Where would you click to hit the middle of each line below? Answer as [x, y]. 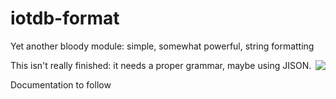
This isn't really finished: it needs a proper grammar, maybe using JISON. [161, 65]
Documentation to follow [61, 84]
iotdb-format [65, 18]
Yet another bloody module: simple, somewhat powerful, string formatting [162, 46]
